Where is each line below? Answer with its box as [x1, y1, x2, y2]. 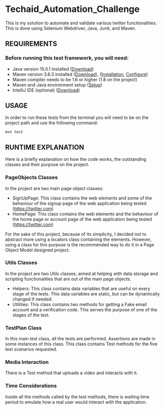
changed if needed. [12, 296, 53, 302]
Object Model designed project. [5, 247, 70, 253]
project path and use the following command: [5, 120, 98, 126]
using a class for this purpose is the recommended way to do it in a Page [5, 241, 155, 247]
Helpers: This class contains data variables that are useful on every [12, 285, 151, 292]
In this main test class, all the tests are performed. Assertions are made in [5, 336, 156, 342]
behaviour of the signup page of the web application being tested [12, 200, 147, 206]
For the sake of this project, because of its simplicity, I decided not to [5, 231, 147, 237]
